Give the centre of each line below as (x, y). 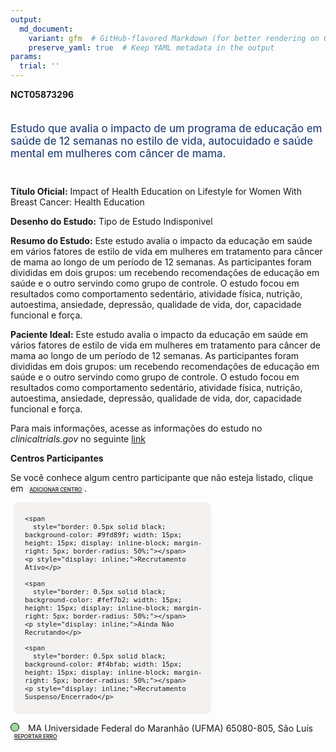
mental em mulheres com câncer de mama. (118, 153)
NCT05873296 (42, 94)
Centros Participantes (57, 458)
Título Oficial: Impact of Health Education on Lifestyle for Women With (156, 191)
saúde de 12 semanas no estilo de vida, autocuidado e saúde (161, 141)
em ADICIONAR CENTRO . (49, 488)
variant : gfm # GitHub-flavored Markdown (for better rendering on (174, 38)
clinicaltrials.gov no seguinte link (78, 438)
